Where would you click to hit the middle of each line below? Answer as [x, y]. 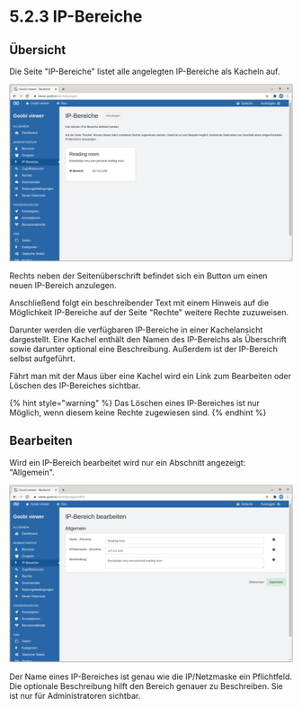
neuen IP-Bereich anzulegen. [63, 285]
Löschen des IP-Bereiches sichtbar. [75, 386]
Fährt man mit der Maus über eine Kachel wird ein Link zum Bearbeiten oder [151, 376]
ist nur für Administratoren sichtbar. [75, 695]
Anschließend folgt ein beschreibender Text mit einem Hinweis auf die [139, 303]
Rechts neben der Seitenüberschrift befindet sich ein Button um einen [138, 276]
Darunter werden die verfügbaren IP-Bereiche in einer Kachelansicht [136, 330]
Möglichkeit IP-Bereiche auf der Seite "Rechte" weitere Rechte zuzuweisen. [149, 312]
